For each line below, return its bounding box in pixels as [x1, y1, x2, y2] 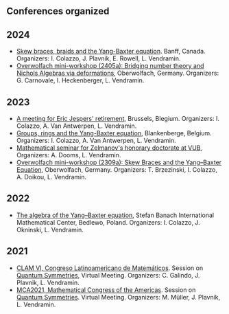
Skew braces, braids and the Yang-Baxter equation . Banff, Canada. [16, 47, 206, 56]
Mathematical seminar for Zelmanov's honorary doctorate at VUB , [16, 144, 203, 152]
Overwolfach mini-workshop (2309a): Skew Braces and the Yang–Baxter [16, 158, 222, 167]
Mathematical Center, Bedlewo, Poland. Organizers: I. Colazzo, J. [16, 218, 200, 226]
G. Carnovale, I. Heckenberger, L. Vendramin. [16, 76, 145, 85]
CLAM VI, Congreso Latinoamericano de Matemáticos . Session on [16, 264, 204, 272]
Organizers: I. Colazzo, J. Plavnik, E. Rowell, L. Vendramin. [16, 54, 181, 63]
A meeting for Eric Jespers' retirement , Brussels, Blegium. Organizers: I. [16, 115, 220, 123]
